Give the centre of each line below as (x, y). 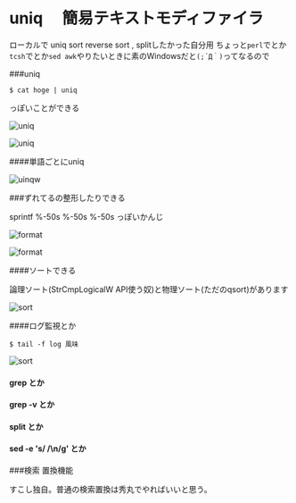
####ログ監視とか (43, 325)
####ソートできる (43, 270)
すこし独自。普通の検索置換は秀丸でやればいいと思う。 (111, 489)
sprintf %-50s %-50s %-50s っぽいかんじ (86, 216)
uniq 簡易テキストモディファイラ (136, 18)
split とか (26, 426)
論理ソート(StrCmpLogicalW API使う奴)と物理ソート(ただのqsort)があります (149, 289)
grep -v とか (32, 405)
